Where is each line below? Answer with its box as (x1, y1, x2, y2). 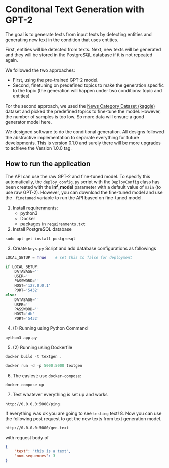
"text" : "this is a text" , (14, 449, 71, 454)
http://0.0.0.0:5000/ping (5, 401, 60, 407)
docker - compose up (5, 382, 44, 387)
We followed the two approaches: (5, 67, 75, 73)
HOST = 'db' (14, 311, 35, 317)
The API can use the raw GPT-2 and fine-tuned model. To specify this (5, 173, 151, 179)
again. (5, 57, 19, 63)
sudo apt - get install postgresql (5, 236, 76, 241)
